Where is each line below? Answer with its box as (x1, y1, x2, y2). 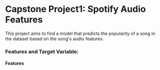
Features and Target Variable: (5, 48, 79, 55)
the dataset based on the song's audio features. (5, 36, 104, 42)
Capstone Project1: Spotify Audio (5, 3, 146, 15)
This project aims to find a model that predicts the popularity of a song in (5, 30, 155, 36)
